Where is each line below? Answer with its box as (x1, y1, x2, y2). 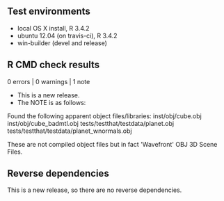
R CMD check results (7, 59, 100, 71)
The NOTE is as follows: (17, 98, 86, 106)
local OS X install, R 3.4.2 (17, 24, 90, 32)
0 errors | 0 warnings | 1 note (7, 77, 90, 86)
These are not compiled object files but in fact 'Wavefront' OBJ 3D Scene (7, 140, 218, 148)
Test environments (7, 6, 90, 17)
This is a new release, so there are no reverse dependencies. (7, 186, 182, 194)
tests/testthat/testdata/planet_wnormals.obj (7, 127, 132, 135)
